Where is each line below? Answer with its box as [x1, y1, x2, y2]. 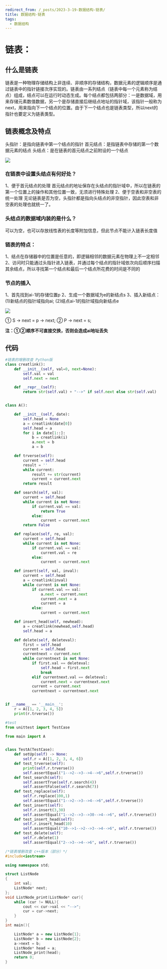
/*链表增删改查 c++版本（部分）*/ [5, 849, 68, 854]
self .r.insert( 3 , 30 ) [23, 807, 66, 812]
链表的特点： [5, 241, 36, 248]
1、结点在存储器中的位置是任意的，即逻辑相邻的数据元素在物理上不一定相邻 [5, 253, 160, 259]
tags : [5, 16, 16, 21]
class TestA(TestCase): [5, 747, 55, 752]
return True [40, 508, 66, 514]
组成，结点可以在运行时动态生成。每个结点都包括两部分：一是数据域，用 [13, 92, 162, 98]
